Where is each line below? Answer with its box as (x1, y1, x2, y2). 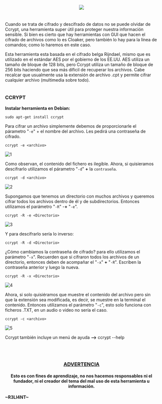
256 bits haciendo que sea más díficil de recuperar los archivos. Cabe (5, 67, 145, 73)
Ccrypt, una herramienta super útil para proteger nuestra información (5, 27, 144, 33)
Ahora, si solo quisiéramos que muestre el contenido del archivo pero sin (5, 291, 151, 297)
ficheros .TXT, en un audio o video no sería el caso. (5, 307, 108, 313)
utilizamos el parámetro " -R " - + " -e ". (5, 203, 78, 209)
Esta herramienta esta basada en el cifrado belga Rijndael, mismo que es (5, 51, 151, 57)
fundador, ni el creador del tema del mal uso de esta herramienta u (13, 378, 150, 384)
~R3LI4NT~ (5, 394, 29, 400)
